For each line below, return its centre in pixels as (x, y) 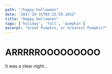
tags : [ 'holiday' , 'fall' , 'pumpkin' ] (45, 23)
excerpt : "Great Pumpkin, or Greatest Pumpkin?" (56, 28)
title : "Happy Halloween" (32, 19)
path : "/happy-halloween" (32, 10)
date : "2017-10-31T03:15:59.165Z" (41, 14)
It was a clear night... (27, 66)
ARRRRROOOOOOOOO (53, 53)
